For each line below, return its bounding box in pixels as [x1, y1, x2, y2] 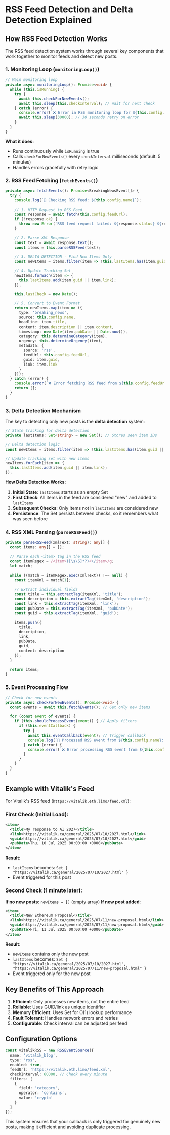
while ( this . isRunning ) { [10, 87, 65, 92]
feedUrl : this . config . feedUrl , [23, 352, 90, 357]
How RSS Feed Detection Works [5, 34, 108, 43]
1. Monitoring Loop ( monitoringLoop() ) [5, 66, 100, 73]
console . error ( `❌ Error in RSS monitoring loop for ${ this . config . [18, 110, 165, 115]
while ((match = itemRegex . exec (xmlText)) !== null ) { [10, 573, 128, 578]
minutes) [12, 158, 31, 165]
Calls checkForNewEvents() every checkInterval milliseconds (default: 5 [12, 153, 161, 159]
